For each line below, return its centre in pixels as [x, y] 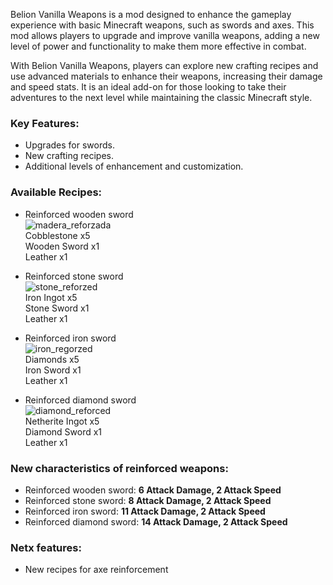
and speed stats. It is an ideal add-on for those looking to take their [148, 87]
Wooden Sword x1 [62, 246]
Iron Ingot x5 [51, 297]
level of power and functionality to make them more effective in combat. [158, 46]
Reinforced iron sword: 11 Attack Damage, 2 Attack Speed [145, 511]
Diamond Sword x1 [63, 431]
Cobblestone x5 [57, 235]
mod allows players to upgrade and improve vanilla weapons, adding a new [165, 35]
